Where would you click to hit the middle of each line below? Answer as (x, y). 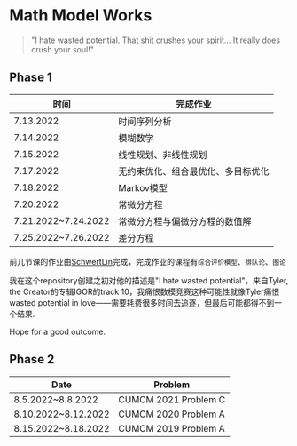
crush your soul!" (63, 49)
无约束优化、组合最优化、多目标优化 (194, 171)
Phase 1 (31, 78)
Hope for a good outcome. (58, 331)
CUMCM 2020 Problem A (172, 414)
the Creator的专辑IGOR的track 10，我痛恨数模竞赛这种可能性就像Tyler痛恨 (145, 291)
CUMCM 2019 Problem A (172, 428)
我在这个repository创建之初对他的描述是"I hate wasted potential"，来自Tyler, (149, 280)
